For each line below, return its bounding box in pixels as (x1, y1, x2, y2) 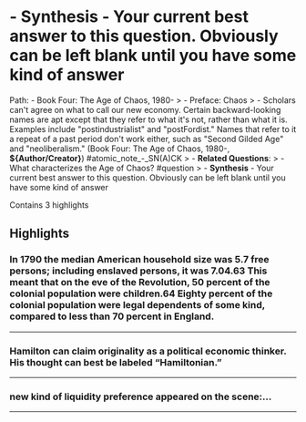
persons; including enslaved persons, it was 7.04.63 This (9, 264, 268, 277)
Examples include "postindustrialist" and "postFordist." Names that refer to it (9, 123, 297, 134)
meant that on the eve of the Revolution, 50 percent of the (9, 276, 270, 289)
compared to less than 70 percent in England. (9, 310, 215, 323)
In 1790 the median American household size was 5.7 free (9, 253, 270, 266)
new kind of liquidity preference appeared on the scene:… (9, 390, 272, 403)
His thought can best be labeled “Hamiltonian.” (9, 355, 222, 368)
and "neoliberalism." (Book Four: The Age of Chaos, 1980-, (9, 143, 230, 154)
